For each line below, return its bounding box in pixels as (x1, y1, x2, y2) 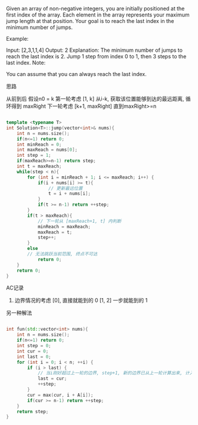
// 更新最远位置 (48, 185, 83, 191)
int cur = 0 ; (16, 348, 49, 354)
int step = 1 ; (16, 153, 51, 159)
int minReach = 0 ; (16, 141, 62, 147)
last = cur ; (37, 375, 67, 382)
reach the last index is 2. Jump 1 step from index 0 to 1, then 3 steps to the (6, 53, 187, 60)
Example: (6, 35, 29, 42)
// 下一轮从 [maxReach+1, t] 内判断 (37, 218, 122, 224)
